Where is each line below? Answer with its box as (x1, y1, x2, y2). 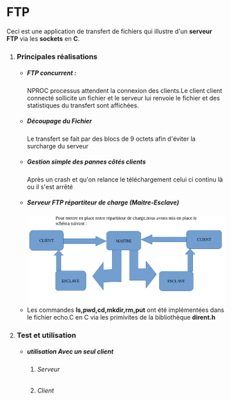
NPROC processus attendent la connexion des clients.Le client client (26, 86, 223, 94)
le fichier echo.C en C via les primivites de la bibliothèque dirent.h (26, 313, 216, 321)
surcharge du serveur (26, 141, 89, 150)
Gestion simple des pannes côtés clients (26, 157, 146, 166)
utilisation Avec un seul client (26, 347, 114, 356)
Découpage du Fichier (26, 117, 93, 125)
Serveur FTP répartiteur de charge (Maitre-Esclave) (26, 198, 179, 207)
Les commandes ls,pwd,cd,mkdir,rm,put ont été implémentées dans (26, 306, 225, 314)
